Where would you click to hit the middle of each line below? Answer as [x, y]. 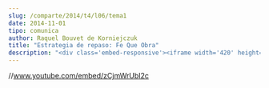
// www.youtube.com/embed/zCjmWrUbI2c [79, 76]
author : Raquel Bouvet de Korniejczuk [73, 38]
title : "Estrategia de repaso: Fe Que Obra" [84, 46]
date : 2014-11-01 [37, 23]
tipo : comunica [34, 30]
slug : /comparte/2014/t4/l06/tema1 [68, 16]
